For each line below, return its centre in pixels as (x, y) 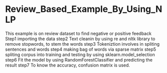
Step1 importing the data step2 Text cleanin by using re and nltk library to (80, 39)
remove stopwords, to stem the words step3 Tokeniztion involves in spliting (83, 44)
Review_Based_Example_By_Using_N (84, 9)
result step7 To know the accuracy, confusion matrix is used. (68, 65)
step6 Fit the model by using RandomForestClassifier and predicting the (79, 60)
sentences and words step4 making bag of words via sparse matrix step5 (81, 49)
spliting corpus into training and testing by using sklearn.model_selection (80, 54)
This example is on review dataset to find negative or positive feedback (79, 33)
